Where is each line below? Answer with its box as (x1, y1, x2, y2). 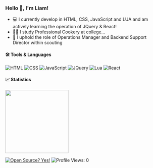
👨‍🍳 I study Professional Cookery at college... (12, 29, 106, 35)
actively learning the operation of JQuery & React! (12, 24, 117, 30)
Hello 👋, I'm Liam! (5, 5, 49, 12)
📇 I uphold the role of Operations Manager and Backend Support (12, 34, 147, 40)
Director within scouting (12, 40, 63, 46)
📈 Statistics (5, 77, 31, 83)
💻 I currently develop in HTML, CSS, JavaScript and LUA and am (12, 16, 148, 22)
